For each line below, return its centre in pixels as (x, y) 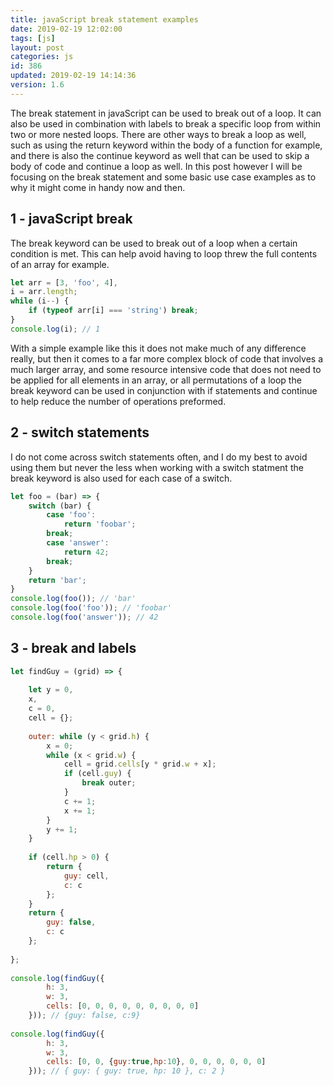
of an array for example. (60, 264)
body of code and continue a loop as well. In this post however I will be (156, 166)
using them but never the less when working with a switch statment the (157, 467)
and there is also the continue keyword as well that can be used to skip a (160, 155)
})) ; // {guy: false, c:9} (84, 1016)
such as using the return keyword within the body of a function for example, (166, 145)
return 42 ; (86, 552)
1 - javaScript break (71, 219)
